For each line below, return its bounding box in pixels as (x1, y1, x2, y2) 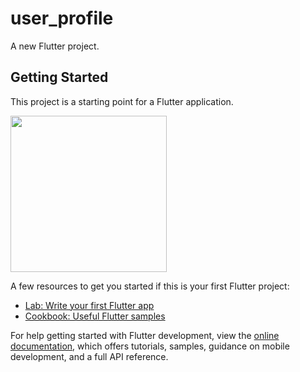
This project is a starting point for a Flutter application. (10, 95, 234, 107)
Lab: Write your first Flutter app (24, 299, 155, 311)
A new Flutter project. (10, 40, 100, 52)
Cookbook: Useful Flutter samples (24, 310, 166, 322)
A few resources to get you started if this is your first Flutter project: (10, 280, 290, 292)
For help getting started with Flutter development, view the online (10, 329, 280, 341)
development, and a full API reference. (10, 350, 169, 362)
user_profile (10, 7, 114, 30)
